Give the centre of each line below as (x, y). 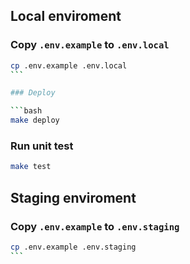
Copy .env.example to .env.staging (95, 226)
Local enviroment (66, 16)
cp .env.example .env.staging (73, 247)
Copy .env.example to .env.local (90, 45)
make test (31, 167)
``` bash (26, 111)
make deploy (35, 120)
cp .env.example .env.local (69, 65)
